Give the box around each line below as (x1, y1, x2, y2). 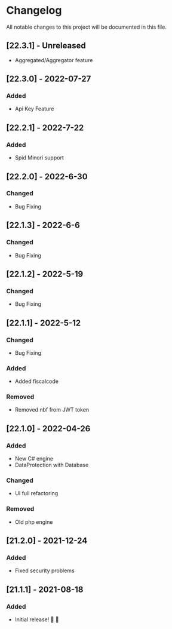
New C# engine (14, 455, 54, 462)
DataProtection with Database (14, 461, 89, 469)
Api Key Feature (14, 105, 54, 112)
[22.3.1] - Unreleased (6, 41, 86, 51)
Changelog (6, 4, 62, 17)
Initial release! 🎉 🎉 (14, 616, 59, 623)
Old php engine (14, 518, 53, 526)
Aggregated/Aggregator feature (14, 56, 93, 63)
